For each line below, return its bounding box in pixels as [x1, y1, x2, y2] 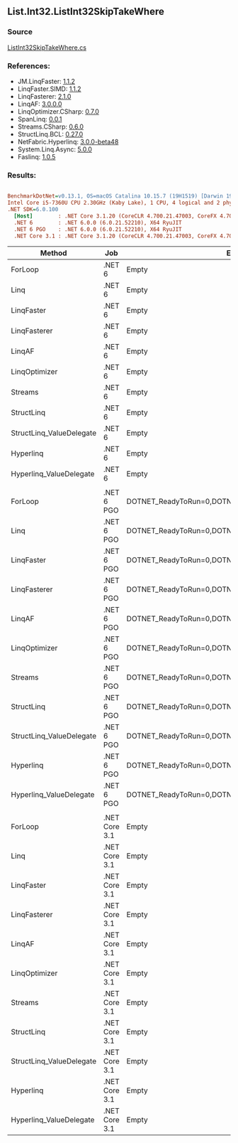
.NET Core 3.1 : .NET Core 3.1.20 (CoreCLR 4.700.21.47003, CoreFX [13, 232, 217, 240]
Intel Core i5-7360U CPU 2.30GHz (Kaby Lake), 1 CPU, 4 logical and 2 [7, 199, 220, 207]
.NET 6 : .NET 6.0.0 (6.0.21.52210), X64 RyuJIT [13, 219, 182, 226]
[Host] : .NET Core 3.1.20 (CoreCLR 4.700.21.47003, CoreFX [13, 213, 217, 220]
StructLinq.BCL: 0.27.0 [17, 129, 84, 138]
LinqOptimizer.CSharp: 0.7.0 [17, 107, 99, 116]
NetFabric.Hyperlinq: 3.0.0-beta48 [17, 137, 119, 146]
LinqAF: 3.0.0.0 [17, 100, 62, 108]
